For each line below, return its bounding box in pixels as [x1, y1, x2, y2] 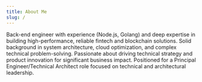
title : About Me [6, 8, 47, 15]
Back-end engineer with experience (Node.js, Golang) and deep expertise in [6, 31, 196, 38]
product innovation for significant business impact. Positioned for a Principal [6, 56, 196, 63]
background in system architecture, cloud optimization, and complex [6, 43, 177, 51]
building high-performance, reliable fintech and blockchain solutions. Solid [6, 37, 192, 44]
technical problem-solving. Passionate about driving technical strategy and [6, 50, 193, 57]
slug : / [6, 14, 26, 20]
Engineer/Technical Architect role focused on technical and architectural [6, 62, 186, 69]
